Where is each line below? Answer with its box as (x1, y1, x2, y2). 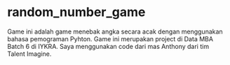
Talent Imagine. (7, 50, 52, 58)
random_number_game (7, 4, 146, 20)
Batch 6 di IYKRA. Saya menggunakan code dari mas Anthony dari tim (7, 42, 209, 50)
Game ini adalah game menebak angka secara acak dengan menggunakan (7, 27, 223, 36)
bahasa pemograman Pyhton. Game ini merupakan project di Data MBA (7, 34, 214, 43)
